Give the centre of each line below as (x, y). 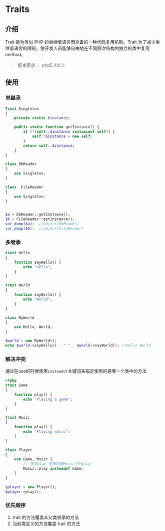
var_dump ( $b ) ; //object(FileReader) (44, 229)
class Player (19, 450)
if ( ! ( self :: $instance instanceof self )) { (69, 132)
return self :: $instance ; (49, 146)
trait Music (17, 418)
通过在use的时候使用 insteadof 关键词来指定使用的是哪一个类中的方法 (76, 371)
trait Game (16, 385)
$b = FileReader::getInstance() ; (40, 219)
